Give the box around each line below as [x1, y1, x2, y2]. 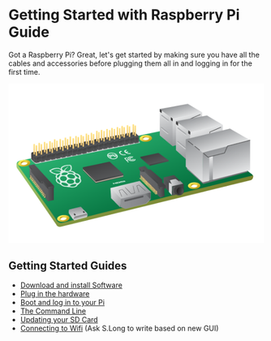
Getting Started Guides [8, 258, 127, 273]
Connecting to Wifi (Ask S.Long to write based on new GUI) [19, 323, 219, 334]
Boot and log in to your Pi [19, 298, 105, 308]
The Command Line [19, 306, 87, 316]
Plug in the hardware [19, 289, 90, 299]
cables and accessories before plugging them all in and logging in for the [8, 58, 253, 68]
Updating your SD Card [19, 315, 99, 325]
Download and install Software [19, 280, 123, 290]
